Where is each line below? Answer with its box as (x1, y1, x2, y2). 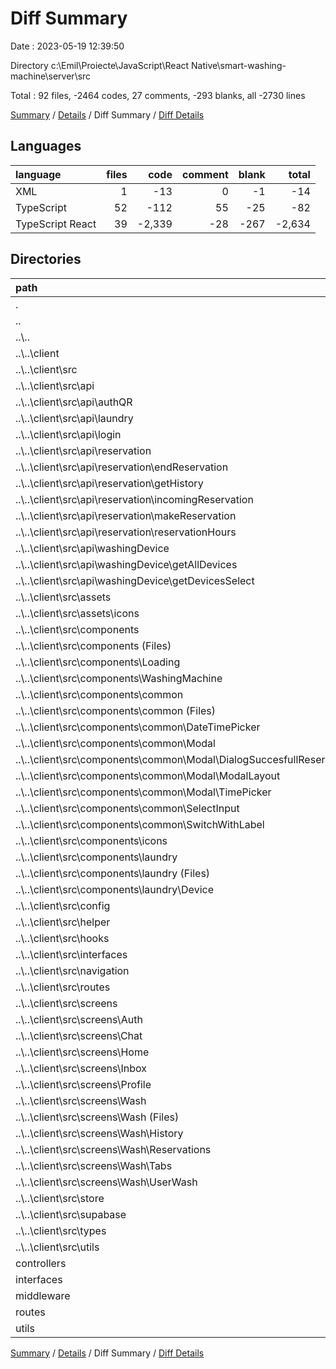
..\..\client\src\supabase (15, 1207, 127, 1221)
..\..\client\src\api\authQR (15, 395, 133, 409)
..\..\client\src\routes (15, 980, 111, 994)
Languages (10, 138, 82, 155)
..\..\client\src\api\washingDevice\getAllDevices (15, 557, 238, 571)
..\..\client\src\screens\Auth (15, 1012, 143, 1026)
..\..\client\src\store (15, 1191, 105, 1205)
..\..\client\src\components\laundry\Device (15, 882, 214, 896)
